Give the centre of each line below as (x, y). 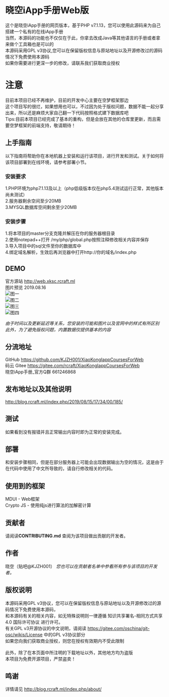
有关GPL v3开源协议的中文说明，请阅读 (46, 628)
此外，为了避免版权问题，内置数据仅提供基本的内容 (58, 330)
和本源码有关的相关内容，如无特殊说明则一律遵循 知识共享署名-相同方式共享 (84, 615)
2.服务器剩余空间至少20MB (33, 201)
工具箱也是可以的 (36, 44)
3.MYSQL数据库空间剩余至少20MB (41, 207)
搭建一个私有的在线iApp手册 (34, 31)
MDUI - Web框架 (23, 499)
